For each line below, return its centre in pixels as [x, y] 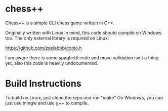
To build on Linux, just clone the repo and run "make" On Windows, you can [84, 97]
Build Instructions [44, 84]
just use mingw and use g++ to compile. [47, 103]
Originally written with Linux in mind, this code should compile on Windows [83, 32]
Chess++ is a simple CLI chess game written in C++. [60, 23]
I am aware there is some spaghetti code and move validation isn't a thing [82, 58]
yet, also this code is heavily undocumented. [52, 63]
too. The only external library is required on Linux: [57, 38]
